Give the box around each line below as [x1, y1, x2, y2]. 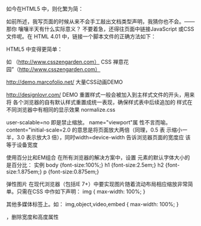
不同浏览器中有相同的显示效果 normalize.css [6, 106, 115, 113]
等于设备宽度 [6, 141, 38, 148]
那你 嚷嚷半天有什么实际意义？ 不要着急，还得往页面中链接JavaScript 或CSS [6, 26, 194, 32]
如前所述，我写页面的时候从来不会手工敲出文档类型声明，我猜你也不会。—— [6, 18, 195, 25]
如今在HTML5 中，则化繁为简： [6, 5, 84, 12]
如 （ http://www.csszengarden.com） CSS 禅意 [6, 59, 124, 65]
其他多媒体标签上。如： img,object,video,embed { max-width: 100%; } [6, 201, 179, 207]
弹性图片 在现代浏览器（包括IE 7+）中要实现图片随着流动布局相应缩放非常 [6, 181, 188, 187]
